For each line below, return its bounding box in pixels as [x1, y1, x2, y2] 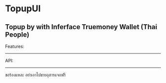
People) [5, 30, 30, 39]
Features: [5, 43, 25, 49]
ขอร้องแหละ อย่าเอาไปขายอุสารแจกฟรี [5, 72, 66, 78]
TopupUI [5, 3, 41, 14]
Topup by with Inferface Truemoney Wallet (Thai [5, 23, 157, 31]
